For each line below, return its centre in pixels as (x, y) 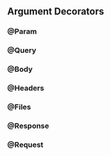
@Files (19, 107)
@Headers (26, 89)
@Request (25, 145)
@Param (22, 32)
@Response (28, 126)
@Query (22, 51)
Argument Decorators (56, 12)
